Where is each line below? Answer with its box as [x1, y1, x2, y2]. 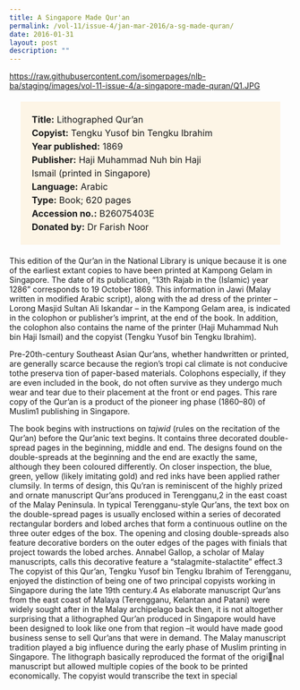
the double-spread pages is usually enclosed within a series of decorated [9, 509, 281, 520]
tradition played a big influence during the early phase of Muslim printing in [9, 642, 287, 653]
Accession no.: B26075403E [31, 208, 155, 220]
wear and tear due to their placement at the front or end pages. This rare [9, 387, 278, 398]
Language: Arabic [31, 181, 108, 193]
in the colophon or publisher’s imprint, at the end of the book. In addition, [9, 312, 279, 323]
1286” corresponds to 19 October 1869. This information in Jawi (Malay [9, 284, 271, 295]
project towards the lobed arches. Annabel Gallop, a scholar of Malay [9, 547, 265, 558]
